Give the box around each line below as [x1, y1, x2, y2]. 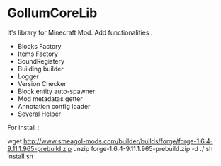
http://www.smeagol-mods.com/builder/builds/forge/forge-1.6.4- [23, 136, 214, 146]
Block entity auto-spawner [17, 87, 96, 95]
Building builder [17, 64, 64, 73]
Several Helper [17, 109, 62, 118]
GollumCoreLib [7, 5, 98, 21]
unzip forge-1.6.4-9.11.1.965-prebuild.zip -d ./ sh [73, 144, 213, 153]
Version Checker [17, 79, 67, 88]
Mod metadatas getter [17, 94, 83, 103]
